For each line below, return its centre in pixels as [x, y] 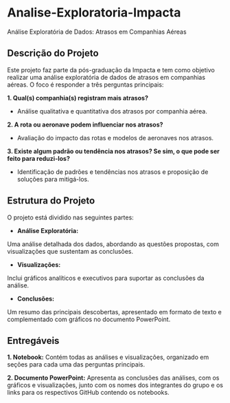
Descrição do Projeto [53, 53]
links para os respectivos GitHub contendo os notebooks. [88, 393]
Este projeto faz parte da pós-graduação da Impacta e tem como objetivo [111, 69]
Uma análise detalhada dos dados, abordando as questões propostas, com [113, 244]
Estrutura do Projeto [51, 201]
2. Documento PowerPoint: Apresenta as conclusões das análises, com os [113, 378]
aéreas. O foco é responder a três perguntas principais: [85, 85]
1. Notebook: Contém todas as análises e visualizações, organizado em [108, 357]
